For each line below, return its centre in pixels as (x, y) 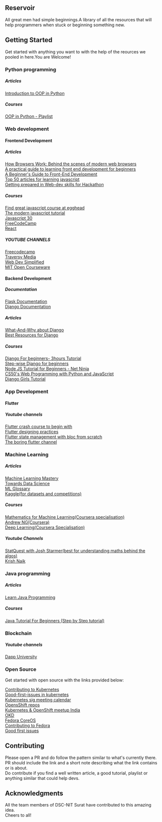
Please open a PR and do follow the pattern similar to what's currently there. (81, 758)
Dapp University (21, 657)
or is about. (16, 768)
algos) (11, 556)
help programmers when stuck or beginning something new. (65, 25)
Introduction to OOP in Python (35, 93)
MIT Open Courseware (28, 267)
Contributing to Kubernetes (32, 689)
